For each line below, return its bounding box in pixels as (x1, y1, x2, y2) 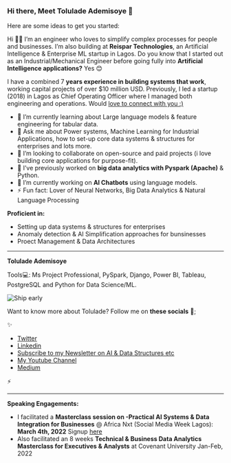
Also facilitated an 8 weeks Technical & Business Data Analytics (16, 435, 202, 443)
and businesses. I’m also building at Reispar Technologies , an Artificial (7, 43, 208, 51)
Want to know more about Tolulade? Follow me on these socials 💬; (7, 307, 197, 315)
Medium (16, 363, 41, 372)
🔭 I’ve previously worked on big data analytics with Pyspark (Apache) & (16, 164, 224, 172)
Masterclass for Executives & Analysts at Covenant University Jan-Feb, (16, 442, 223, 451)
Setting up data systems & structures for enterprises (16, 223, 166, 231)
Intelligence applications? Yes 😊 (7, 65, 103, 73)
